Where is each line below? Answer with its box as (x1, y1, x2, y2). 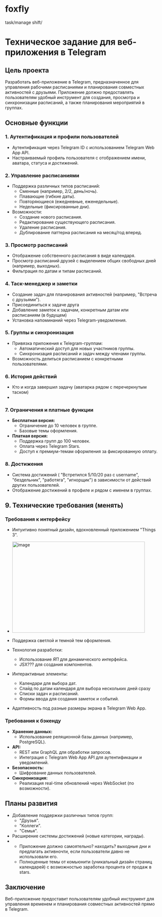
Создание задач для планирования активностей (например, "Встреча (12, 291, 157, 297)
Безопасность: (12, 764, 44, 770)
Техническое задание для (5, 36, 116, 48)
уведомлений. (19, 759, 49, 765)
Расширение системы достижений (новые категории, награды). (12, 833, 145, 839)
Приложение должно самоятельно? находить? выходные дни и (19, 843, 151, 849)
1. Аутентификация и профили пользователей (5, 134, 119, 140)
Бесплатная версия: (12, 418, 56, 424)
